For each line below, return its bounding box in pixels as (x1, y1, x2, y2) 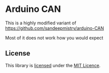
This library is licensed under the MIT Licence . (5, 62, 101, 68)
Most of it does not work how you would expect (5, 35, 103, 41)
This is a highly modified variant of (5, 20, 76, 26)
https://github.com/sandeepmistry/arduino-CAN (5, 25, 104, 31)
